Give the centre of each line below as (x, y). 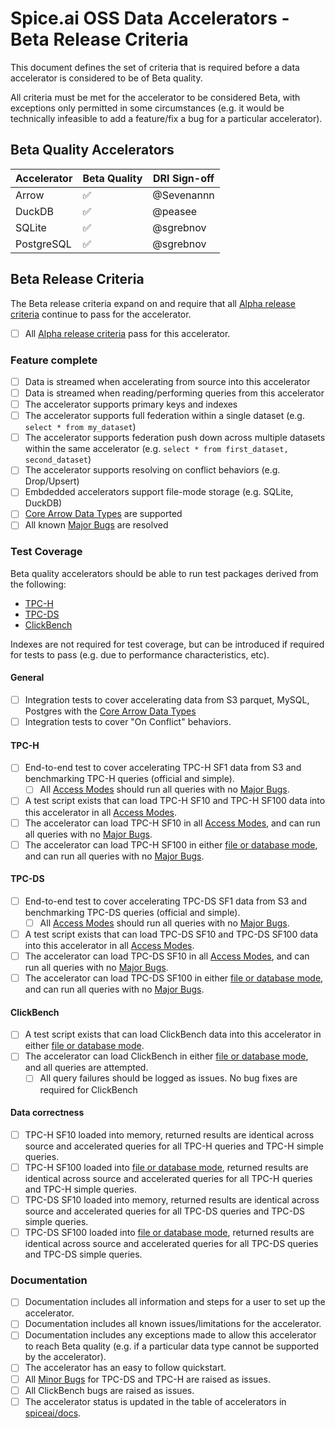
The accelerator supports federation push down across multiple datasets (175, 438)
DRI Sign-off (184, 178)
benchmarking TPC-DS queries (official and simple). (132, 912)
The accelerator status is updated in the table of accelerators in (155, 1401)
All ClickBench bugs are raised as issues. (109, 1390)
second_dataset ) (58, 459)
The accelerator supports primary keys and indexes (131, 404)
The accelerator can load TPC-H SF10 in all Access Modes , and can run (172, 823)
